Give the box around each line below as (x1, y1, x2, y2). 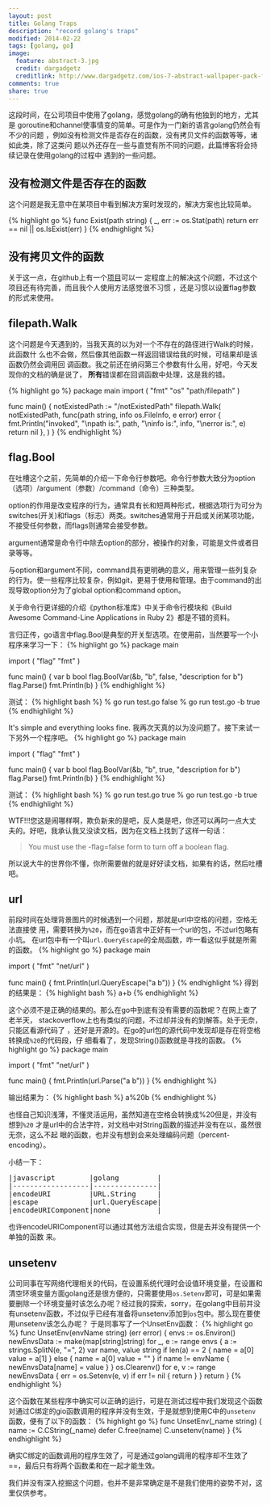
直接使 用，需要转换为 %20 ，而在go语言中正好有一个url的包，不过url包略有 (15, 925, 260, 934)
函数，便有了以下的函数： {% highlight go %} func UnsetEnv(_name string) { (8, 1416, 262, 1427)
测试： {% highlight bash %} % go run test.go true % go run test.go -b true (8, 790, 258, 799)
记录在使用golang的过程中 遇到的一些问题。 (15, 150, 161, 160)
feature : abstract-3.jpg (15, 57, 99, 65)
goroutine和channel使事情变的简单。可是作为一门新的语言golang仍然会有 (17, 120, 261, 130)
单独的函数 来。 (8, 1232, 60, 1242)
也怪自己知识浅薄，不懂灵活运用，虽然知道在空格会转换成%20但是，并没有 (8, 1110, 258, 1119)
